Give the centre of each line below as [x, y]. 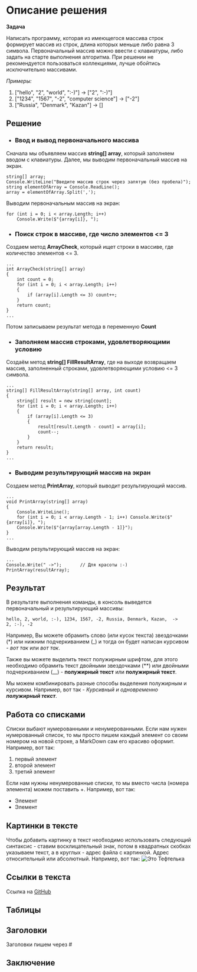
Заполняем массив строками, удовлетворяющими [92, 342]
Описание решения [57, 10]
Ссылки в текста [38, 877]
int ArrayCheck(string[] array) [46, 269]
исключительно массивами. [42, 69]
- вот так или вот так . [33, 648]
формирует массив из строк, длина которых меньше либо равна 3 [90, 44]
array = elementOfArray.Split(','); [51, 192]
